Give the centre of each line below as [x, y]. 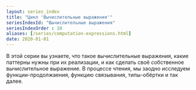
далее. [15, 81]
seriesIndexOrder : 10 [34, 28]
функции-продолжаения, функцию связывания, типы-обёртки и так [92, 75]
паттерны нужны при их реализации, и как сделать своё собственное [95, 62]
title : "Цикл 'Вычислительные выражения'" [59, 17]
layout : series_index [33, 12]
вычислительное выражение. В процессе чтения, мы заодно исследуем [98, 68]
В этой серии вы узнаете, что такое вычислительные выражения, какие [97, 56]
